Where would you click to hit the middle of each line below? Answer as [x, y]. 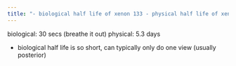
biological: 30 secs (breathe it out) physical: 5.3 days [84, 34]
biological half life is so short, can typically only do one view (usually [117, 47]
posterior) [32, 55]
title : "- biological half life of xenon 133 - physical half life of [113, 14]
